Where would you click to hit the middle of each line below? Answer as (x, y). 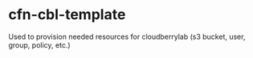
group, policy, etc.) (39, 44)
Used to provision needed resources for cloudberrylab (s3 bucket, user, (127, 37)
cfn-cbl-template (67, 15)
